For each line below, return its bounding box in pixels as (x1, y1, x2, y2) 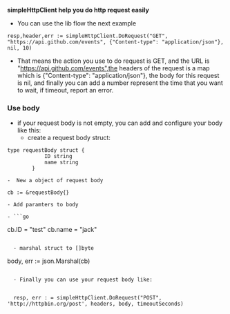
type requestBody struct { (7, 147, 85, 154)
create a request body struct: (27, 134, 111, 142)
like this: (17, 126, 41, 135)
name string (44, 159, 79, 166)
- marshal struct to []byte (13, 245, 95, 252)
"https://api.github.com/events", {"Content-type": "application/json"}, (7, 39, 224, 46)
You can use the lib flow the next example (17, 19, 137, 27)
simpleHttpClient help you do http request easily (7, 6, 150, 14)
